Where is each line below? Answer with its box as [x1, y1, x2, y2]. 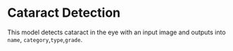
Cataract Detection [7, 5, 121, 21]
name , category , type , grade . [7, 35, 83, 43]
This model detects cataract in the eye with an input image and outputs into [7, 28, 227, 36]
